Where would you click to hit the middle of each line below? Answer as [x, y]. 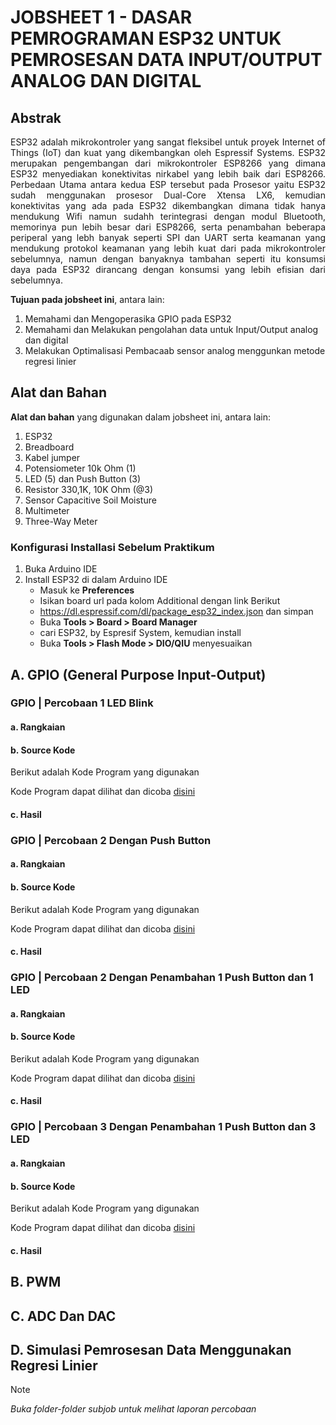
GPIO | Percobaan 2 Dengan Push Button [111, 840]
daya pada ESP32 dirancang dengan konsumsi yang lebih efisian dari [168, 269]
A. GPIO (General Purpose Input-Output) [138, 674]
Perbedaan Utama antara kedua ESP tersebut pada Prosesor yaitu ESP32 [168, 184]
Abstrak [36, 117]
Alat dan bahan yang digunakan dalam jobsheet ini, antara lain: [140, 417]
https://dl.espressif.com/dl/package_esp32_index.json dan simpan [176, 612]
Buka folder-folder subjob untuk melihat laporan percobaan [133, 1409]
